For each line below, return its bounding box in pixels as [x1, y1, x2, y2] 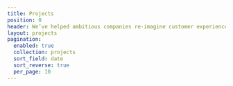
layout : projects [7, 29, 58, 37]
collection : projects [13, 49, 76, 56]
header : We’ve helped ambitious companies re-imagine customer [7, 23, 194, 30]
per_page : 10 [13, 68, 51, 75]
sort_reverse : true [13, 62, 70, 69]
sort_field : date [13, 55, 64, 62]
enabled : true [13, 42, 54, 49]
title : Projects [7, 10, 54, 17]
